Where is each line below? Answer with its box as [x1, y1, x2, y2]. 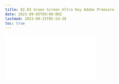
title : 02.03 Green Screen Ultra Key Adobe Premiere [5, 7, 115, 12]
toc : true [5, 21, 25, 26]
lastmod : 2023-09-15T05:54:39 [5, 16, 67, 21]
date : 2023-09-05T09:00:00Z [5, 12, 62, 17]
